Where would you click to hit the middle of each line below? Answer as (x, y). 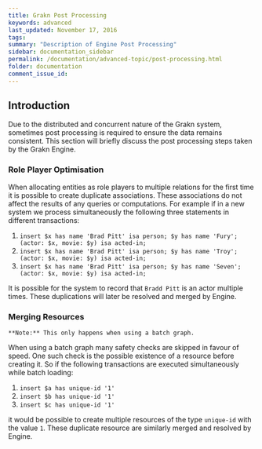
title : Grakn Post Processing (58, 15)
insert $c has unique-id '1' (67, 405)
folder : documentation (45, 67)
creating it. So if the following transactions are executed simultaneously (124, 364)
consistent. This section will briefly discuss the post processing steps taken (130, 141)
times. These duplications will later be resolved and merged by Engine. (122, 296)
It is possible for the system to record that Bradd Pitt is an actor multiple (126, 288)
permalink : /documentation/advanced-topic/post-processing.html (115, 60)
